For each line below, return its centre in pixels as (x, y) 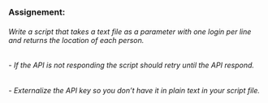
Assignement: (37, 12)
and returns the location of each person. (76, 40)
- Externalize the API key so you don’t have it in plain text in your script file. (134, 90)
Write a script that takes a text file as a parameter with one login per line (130, 32)
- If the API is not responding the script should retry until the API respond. (131, 65)
